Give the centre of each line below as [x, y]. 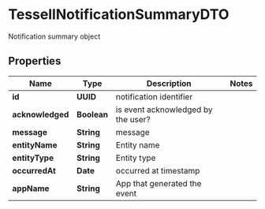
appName [31, 188]
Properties [35, 61]
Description [169, 83]
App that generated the [159, 183]
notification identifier [154, 96]
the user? [133, 119]
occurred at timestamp [158, 170]
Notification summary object [54, 36]
